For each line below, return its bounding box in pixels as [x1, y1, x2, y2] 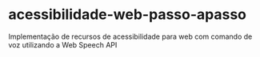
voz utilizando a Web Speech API [8, 40, 118, 49]
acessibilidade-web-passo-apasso [8, 6, 246, 24]
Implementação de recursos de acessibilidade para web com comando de [8, 32, 253, 41]
